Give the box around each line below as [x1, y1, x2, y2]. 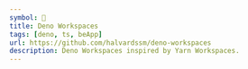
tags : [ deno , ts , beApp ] [9, 30, 103, 39]
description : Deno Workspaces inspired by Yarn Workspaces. [9, 47, 241, 56]
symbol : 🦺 [9, 13, 47, 22]
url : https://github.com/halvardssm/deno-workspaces [9, 38, 212, 47]
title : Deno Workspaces [9, 22, 99, 30]
